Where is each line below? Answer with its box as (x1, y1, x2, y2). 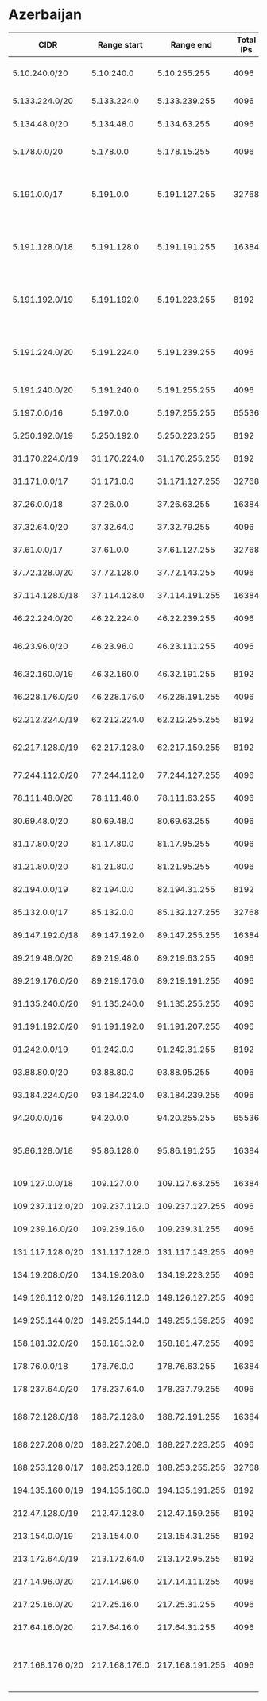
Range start (98, 39, 143, 50)
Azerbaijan (8, 6, 82, 24)
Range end (170, 39, 213, 50)
